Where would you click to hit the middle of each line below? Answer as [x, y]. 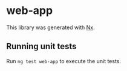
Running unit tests [41, 46]
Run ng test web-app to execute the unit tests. [64, 61]
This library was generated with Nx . [50, 27]
